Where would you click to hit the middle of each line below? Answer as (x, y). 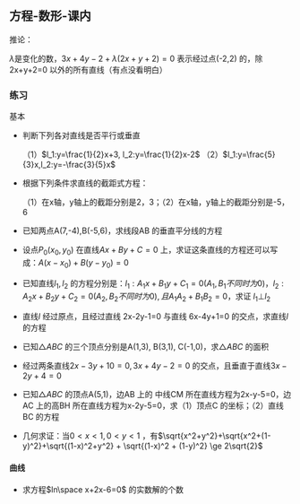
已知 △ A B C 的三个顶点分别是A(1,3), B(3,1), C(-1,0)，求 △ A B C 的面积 (146, 347)
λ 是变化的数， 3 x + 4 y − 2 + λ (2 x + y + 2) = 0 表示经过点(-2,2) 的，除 (136, 58)
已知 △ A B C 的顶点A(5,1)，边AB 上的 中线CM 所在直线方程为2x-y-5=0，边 (157, 395)
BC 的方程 (41, 417)
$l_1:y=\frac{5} (249, 154)
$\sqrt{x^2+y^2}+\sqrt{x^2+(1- (214, 436)
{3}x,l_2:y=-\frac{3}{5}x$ (69, 165)
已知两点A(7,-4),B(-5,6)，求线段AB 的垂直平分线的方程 (122, 230)
